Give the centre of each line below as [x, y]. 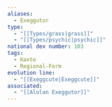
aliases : [20, 14]
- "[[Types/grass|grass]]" [54, 33]
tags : [15, 53]
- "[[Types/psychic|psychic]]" [60, 40]
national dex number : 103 [45, 46]
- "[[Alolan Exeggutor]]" [52, 92]
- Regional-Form [38, 66]
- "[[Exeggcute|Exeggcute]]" [57, 79]
